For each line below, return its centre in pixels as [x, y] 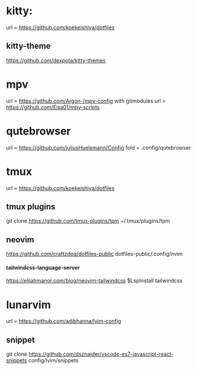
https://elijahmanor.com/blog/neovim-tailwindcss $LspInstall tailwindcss [94, 281]
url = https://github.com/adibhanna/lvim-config [64, 321]
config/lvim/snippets [54, 360]
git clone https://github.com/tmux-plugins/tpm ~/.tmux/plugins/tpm [88, 221]
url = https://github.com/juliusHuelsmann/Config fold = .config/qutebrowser [98, 147]
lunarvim [29, 305]
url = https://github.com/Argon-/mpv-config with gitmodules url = [86, 101]
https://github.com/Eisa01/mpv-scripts [53, 107]
